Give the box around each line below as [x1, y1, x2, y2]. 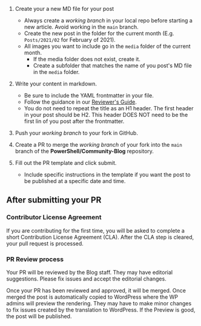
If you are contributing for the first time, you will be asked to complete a [6, 227, 185, 234]
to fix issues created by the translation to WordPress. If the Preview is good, [6, 306, 196, 313]
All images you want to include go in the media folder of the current [24, 42, 191, 50]
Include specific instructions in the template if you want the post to [24, 171, 191, 178]
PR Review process [6, 254, 64, 263]
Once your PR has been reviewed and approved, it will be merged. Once [6, 287, 186, 294]
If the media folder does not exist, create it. [33, 56, 141, 62]
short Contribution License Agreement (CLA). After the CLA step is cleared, [6, 233, 194, 241]
